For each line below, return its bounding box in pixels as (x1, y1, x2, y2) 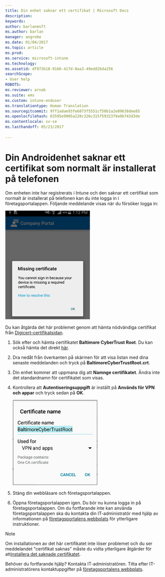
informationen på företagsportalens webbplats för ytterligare (12, 515, 138, 521)
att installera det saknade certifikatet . (5, 551, 81, 557)
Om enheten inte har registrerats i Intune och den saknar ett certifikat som (5, 189, 158, 196)
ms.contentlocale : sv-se (5, 119, 57, 124)
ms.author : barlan (5, 29, 44, 35)
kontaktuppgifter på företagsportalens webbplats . (41, 566, 144, 572)
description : (5, 13, 33, 19)
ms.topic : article (5, 45, 44, 50)
